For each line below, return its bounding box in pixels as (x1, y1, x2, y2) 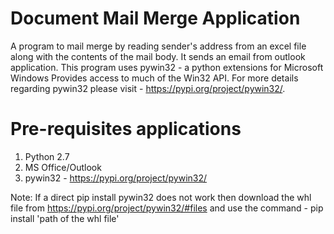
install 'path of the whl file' (10, 212, 120, 224)
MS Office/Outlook (24, 161, 102, 173)
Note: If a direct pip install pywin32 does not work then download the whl (10, 191, 312, 203)
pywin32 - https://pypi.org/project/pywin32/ (24, 172, 208, 184)
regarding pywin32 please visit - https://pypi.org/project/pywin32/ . (10, 82, 286, 94)
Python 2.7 (24, 150, 70, 162)
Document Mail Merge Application (10, 7, 301, 30)
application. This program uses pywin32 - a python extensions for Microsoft (10, 61, 324, 73)
